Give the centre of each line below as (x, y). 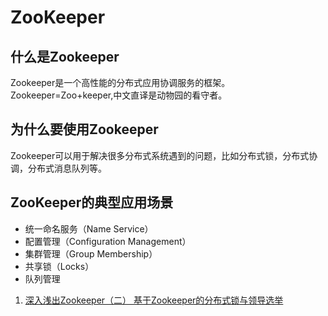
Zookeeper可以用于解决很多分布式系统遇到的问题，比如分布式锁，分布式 (160, 155)
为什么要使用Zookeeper (84, 129)
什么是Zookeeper (65, 56)
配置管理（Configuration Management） (108, 241)
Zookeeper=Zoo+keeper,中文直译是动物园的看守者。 (119, 95)
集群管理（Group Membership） (91, 253)
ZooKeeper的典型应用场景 (92, 202)
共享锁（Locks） (59, 266)
